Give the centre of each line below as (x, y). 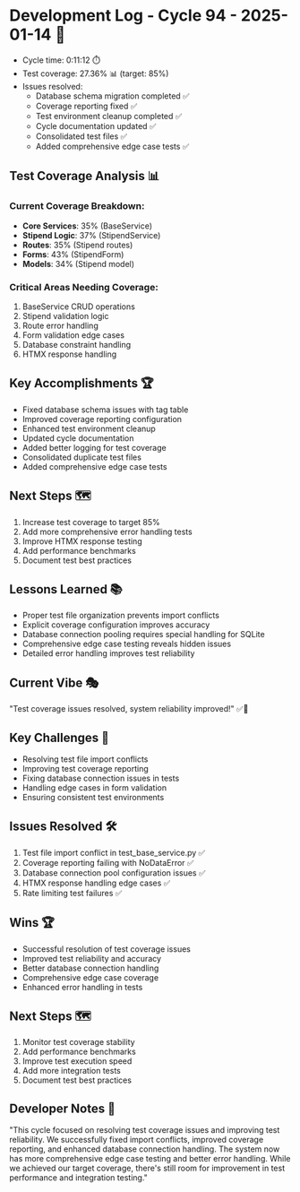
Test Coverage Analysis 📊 (85, 176)
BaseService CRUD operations (79, 307)
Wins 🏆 (32, 923)
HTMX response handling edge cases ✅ (96, 883)
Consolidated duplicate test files (81, 457)
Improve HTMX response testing (82, 541)
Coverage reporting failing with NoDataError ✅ (108, 862)
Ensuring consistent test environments (93, 797)
